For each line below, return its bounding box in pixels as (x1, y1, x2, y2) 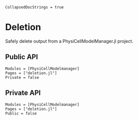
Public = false (5, 111, 37, 116)
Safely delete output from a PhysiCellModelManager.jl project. (5, 38, 133, 44)
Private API (5, 89, 41, 97)
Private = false (5, 75, 39, 80)
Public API (5, 53, 38, 62)
